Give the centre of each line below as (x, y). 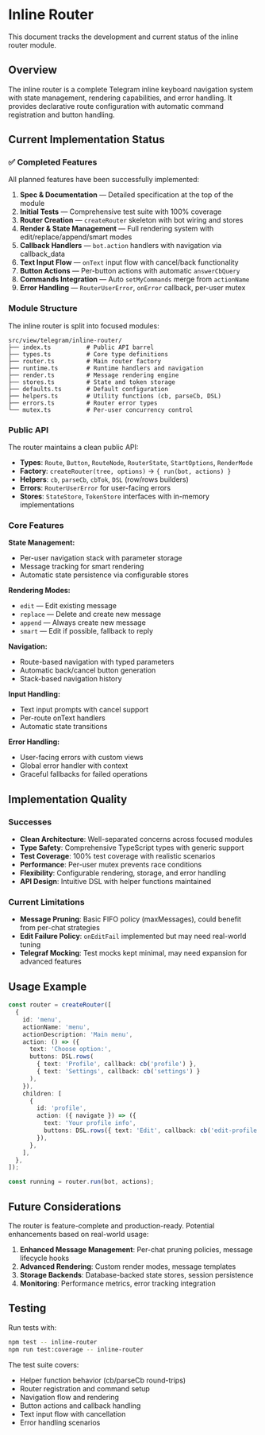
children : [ (42, 1094)
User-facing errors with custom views (81, 758)
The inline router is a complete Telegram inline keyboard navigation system (131, 89)
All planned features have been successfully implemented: (104, 180)
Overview (33, 70)
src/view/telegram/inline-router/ (65, 340)
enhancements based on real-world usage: (79, 1234)
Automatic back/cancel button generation (88, 670)
